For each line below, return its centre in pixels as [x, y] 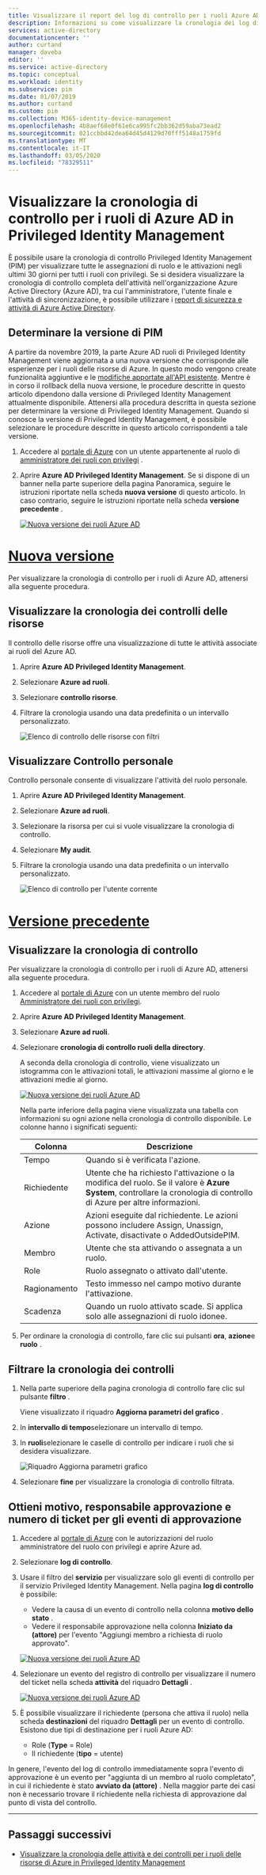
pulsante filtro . [45, 1397]
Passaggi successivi [60, 1835]
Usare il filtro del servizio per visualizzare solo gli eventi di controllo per [137, 1577]
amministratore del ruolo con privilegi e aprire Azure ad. [110, 1547]
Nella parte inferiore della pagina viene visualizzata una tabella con [129, 1110]
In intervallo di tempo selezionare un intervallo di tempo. [111, 1428]
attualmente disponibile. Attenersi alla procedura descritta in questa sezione [132, 402]
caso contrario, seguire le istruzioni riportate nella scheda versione [129, 500]
